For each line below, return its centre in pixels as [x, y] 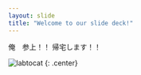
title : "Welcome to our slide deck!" [71, 23]
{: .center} [61, 63]
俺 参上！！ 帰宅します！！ [55, 47]
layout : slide [32, 16]
